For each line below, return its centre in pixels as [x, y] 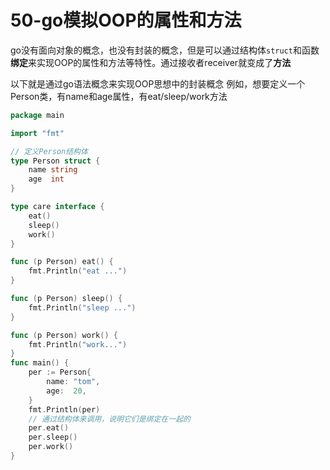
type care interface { [57, 207]
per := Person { [60, 372]
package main [37, 115]
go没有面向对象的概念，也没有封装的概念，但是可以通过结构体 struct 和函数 [165, 50]
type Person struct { [55, 161]
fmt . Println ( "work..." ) [78, 344]
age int [46, 179]
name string [53, 170]
